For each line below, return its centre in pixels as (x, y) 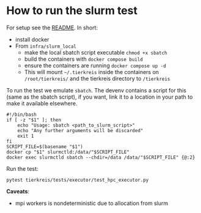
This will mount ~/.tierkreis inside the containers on (92, 72)
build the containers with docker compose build (84, 59)
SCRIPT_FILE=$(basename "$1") (45, 147)
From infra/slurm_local (46, 46)
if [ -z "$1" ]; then (34, 120)
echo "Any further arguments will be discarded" (80, 130)
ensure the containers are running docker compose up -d (95, 65)
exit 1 (26, 136)
